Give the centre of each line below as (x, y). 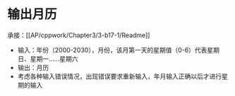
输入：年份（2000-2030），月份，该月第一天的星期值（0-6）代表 (112, 50)
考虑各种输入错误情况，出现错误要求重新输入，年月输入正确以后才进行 (120, 76)
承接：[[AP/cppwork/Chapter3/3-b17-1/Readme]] (79, 35)
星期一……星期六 (54, 59)
